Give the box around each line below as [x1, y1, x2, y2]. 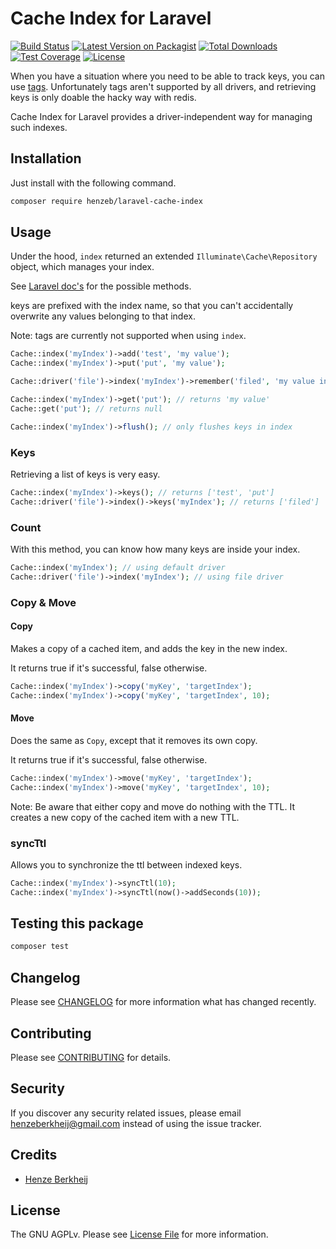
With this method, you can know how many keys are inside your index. [10, 543, 301, 556]
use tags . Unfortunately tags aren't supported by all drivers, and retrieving [10, 80, 317, 92]
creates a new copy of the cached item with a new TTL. [10, 811, 240, 823]
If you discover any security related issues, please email [10, 1107, 242, 1119]
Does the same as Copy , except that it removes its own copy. [10, 734, 258, 746]
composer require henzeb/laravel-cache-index [10, 196, 203, 206]
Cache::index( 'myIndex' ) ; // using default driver [10, 563, 226, 573]
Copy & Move [10, 595, 77, 609]
